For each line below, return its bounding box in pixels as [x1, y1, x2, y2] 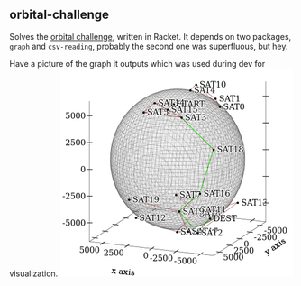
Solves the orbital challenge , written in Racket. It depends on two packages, [9, 31, 292, 42]
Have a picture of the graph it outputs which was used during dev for [9, 58, 266, 69]
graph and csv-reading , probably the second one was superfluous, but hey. [9, 41, 288, 51]
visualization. [9, 268, 59, 279]
